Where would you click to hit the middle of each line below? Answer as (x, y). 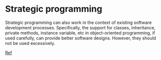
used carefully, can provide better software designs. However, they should (81, 38)
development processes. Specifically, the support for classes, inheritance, (80, 27)
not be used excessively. (30, 43)
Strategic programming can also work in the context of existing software (78, 22)
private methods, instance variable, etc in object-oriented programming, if (80, 33)
